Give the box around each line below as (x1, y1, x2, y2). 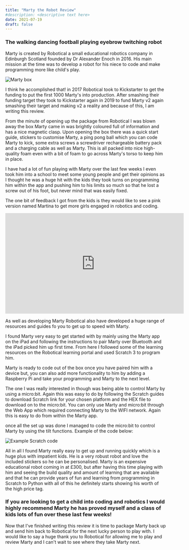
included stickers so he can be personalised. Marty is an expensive (5, 458, 147, 465)
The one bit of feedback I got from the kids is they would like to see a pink (5, 197, 161, 203)
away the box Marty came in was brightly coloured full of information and (5, 123, 159, 129)
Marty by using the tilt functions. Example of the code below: (5, 427, 133, 434)
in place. (5, 156, 23, 162)
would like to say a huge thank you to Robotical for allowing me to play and (5, 533, 162, 539)
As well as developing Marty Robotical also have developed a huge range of (5, 318, 165, 324)
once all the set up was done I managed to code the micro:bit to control (5, 422, 155, 428)
